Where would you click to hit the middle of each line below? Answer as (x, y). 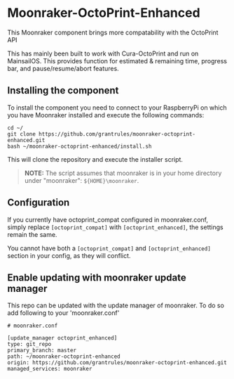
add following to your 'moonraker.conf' (63, 313)
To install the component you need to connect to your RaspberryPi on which (117, 108)
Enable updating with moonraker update (97, 277)
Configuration (39, 203)
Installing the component (63, 90)
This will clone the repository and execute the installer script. (95, 159)
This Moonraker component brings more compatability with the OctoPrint (113, 32)
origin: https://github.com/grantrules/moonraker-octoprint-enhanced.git (117, 363)
